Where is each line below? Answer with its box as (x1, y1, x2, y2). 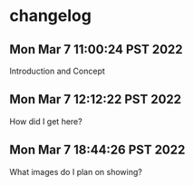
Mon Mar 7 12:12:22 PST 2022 (9, 92, 182, 107)
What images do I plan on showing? (9, 166, 142, 177)
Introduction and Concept (9, 65, 106, 76)
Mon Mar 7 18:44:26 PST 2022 (9, 142, 186, 158)
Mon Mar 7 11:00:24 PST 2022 (9, 42, 183, 57)
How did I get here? (9, 115, 83, 127)
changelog (9, 5, 92, 26)
